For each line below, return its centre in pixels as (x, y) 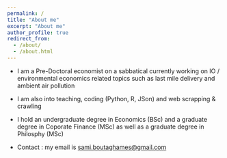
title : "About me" (33, 20)
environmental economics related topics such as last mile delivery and (116, 78)
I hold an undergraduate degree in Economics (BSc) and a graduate (112, 119)
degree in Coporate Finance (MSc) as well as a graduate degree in (110, 127)
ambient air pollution (46, 85)
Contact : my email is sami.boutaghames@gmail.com (92, 147)
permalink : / (26, 13)
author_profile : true (38, 32)
